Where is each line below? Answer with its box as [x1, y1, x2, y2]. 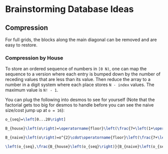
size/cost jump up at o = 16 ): [5, 107, 65, 113]
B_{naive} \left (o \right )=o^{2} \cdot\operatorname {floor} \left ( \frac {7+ [5, 135, 157, 140]
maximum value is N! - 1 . [5, 87, 58, 93]
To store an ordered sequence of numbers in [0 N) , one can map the [5, 66, 147, 72]
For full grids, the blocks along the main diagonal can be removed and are [5, 36, 157, 42]
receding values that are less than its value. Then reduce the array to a [5, 76, 151, 82]
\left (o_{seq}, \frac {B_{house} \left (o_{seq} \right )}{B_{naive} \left [5, 144, 151, 149]
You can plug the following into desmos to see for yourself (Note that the [5, 96, 155, 103]
